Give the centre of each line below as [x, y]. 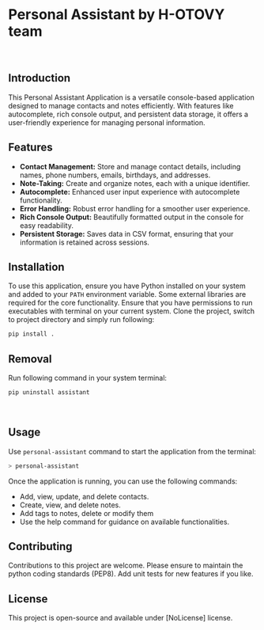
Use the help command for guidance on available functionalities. [124, 522]
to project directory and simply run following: [81, 320]
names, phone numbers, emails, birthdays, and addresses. [115, 175]
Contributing [40, 547]
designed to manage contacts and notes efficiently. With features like [121, 105]
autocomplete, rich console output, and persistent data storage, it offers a [128, 114]
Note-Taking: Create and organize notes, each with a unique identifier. [135, 183]
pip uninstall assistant [49, 393]
